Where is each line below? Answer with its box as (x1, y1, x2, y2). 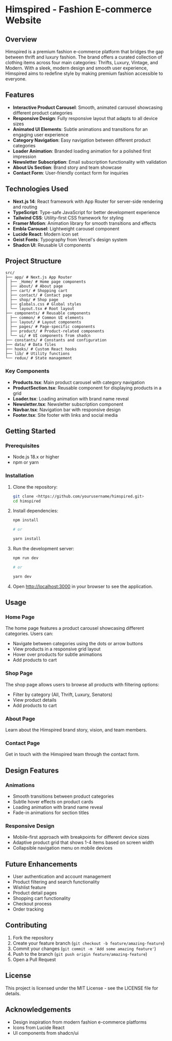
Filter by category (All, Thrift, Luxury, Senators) (12, 691, 113, 698)
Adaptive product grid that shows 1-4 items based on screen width (12, 839, 154, 845)
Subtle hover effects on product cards (12, 798, 93, 804)
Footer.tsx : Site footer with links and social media (12, 412, 118, 418)
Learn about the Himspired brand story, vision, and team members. (5, 727, 147, 732)
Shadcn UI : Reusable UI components (12, 242, 91, 248)
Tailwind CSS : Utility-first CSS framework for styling (12, 215, 124, 221)
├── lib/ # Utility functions (5, 351, 70, 356)
